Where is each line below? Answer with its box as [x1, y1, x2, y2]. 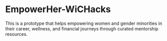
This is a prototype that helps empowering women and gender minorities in [5, 20, 162, 26]
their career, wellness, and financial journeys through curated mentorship [5, 25, 159, 31]
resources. [5, 31, 28, 37]
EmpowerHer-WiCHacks [5, 4, 111, 15]
